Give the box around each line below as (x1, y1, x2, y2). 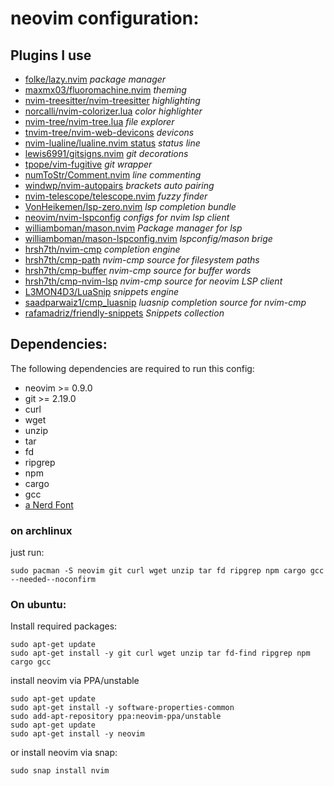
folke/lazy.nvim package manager (24, 73, 167, 85)
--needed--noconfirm (10, 575, 97, 585)
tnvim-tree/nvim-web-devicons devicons (24, 127, 195, 138)
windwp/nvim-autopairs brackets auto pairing (24, 180, 215, 191)
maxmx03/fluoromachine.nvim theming (24, 84, 187, 96)
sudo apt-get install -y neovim (10, 729, 145, 739)
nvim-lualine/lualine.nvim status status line (24, 137, 201, 149)
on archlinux (10, 523, 73, 537)
